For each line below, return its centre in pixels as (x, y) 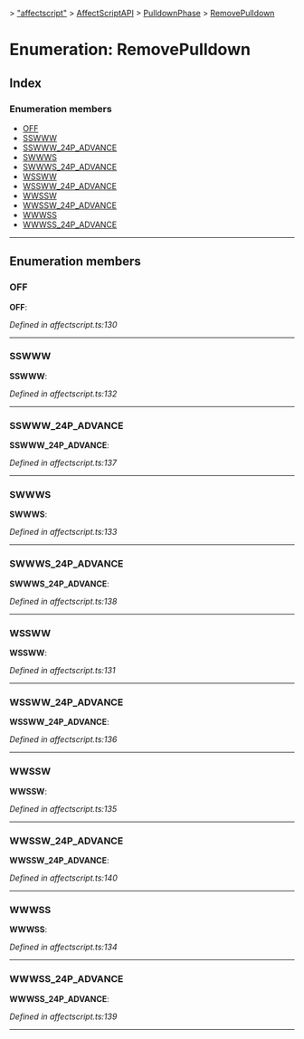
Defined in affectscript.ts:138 (63, 601)
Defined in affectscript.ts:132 (63, 394)
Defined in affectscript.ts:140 (63, 878)
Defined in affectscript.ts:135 (63, 808)
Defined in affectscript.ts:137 (63, 463)
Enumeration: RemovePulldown (130, 50)
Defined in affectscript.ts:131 (62, 671)
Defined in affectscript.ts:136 (63, 739)
